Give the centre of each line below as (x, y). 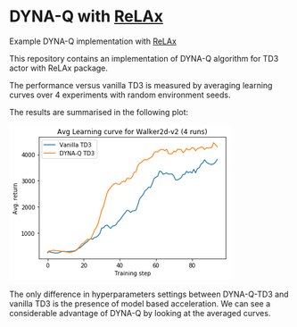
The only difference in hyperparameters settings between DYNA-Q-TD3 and (149, 294)
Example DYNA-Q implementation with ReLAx (93, 41)
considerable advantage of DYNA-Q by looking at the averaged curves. (140, 313)
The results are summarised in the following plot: (99, 112)
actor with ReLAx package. (59, 68)
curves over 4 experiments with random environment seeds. (120, 95)
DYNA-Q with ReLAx (86, 17)
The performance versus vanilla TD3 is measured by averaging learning (141, 85)
